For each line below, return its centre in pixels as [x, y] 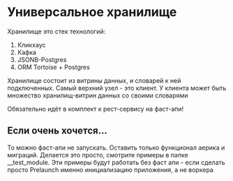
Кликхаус [32, 45]
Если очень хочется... [58, 131]
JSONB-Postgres [42, 59]
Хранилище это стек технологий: [57, 31]
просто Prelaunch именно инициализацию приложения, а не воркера [111, 170]
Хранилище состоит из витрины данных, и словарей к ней [94, 80]
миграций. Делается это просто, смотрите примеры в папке [98, 155]
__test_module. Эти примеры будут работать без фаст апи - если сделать [116, 162]
